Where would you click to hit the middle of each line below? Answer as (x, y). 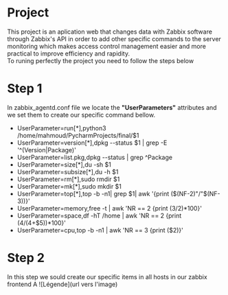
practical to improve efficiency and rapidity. (69, 54)
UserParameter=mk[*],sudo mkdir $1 (69, 186)
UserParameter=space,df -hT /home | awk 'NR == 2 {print (99, 215)
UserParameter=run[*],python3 (61, 128)
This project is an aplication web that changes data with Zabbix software (110, 32)
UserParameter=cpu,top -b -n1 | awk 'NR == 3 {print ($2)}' (100, 230)
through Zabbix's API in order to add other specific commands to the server (114, 38)
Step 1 (25, 89)
